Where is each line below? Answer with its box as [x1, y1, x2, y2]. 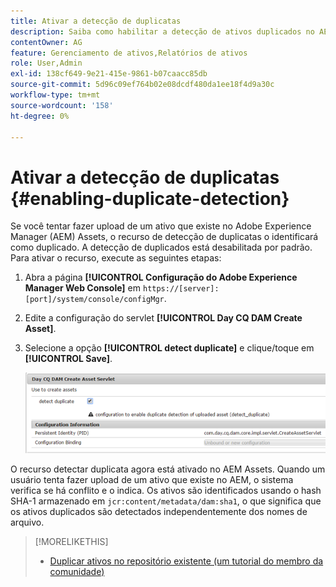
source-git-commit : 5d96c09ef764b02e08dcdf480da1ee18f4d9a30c [10, 80, 275, 90]
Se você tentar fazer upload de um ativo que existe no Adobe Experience [10, 220, 312, 232]
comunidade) [49, 565, 105, 577]
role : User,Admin [10, 58, 83, 69]
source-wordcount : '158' [10, 100, 114, 110]
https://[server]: [142, 284, 220, 294]
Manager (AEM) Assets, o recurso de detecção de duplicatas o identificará [10, 231, 319, 243]
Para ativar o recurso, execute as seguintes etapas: [10, 252, 222, 264]
